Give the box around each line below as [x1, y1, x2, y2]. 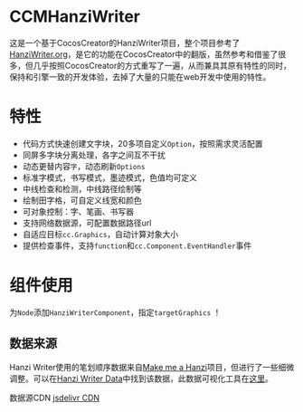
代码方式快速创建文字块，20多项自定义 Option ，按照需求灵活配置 [22, 138, 264, 149]
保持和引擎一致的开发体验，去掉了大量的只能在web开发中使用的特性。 [9, 71, 271, 82]
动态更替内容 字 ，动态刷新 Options [22, 160, 146, 171]
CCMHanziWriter [9, 6, 141, 27]
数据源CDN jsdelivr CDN [9, 392, 100, 403]
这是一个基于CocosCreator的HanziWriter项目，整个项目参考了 [9, 37, 241, 48]
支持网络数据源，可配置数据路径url [22, 217, 152, 228]
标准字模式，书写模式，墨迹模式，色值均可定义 [22, 172, 197, 183]
